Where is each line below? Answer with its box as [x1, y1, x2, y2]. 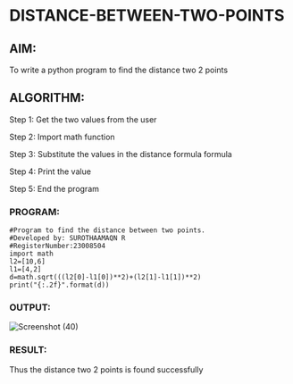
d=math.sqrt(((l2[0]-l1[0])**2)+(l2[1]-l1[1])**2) [9, 273, 202, 282]
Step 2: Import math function [9, 131, 115, 142]
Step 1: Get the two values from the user [9, 113, 157, 125]
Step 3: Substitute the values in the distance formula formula [9, 148, 232, 159]
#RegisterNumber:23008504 [9, 242, 105, 251]
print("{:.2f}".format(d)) [9, 280, 110, 290]
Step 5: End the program [9, 183, 100, 194]
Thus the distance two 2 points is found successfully [9, 363, 204, 375]
